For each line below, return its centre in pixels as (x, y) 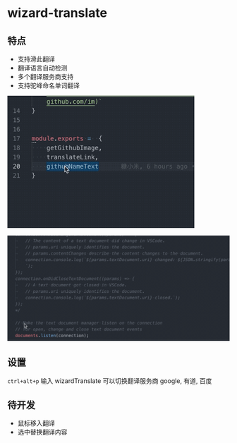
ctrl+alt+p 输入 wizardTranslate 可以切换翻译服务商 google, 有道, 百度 (110, 381)
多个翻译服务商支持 (45, 77)
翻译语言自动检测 (42, 68)
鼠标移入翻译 (36, 423)
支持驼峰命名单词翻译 (48, 85)
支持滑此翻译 (36, 59)
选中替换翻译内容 (42, 432)
